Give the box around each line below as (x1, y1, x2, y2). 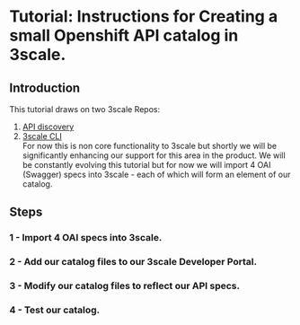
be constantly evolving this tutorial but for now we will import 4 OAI (22, 160, 271, 170)
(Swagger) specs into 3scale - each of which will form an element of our (22, 169, 291, 180)
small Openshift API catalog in (9, 25, 239, 46)
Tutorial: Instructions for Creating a (9, 6, 278, 27)
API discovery (22, 121, 75, 132)
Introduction (9, 80, 81, 95)
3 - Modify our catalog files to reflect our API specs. (9, 280, 241, 293)
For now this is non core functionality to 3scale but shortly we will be (22, 141, 277, 151)
